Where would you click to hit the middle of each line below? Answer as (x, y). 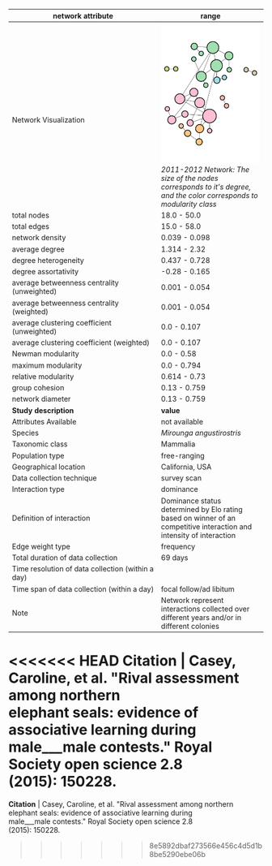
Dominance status (191, 501)
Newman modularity (45, 354)
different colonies (190, 626)
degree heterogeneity (48, 260)
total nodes (31, 215)
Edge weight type (41, 546)
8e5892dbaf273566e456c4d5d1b (206, 846)
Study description (43, 410)
